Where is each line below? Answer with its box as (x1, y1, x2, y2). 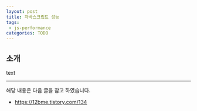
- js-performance (8, 25, 51, 31)
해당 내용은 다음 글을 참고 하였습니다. (6, 86, 91, 93)
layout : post (6, 8, 38, 15)
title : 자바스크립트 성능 (6, 14, 60, 20)
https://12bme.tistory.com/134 (14, 98, 87, 105)
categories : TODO (6, 30, 49, 36)
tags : (6, 19, 19, 25)
